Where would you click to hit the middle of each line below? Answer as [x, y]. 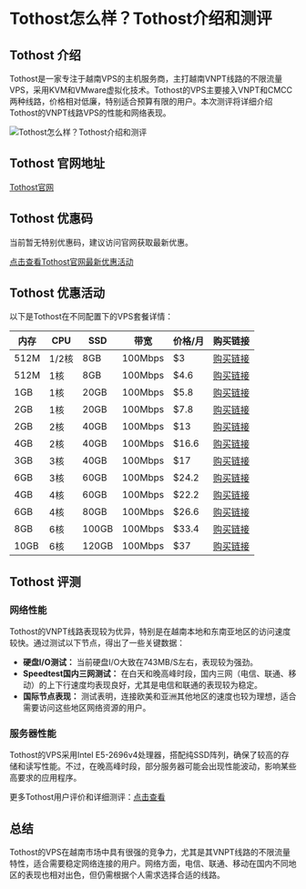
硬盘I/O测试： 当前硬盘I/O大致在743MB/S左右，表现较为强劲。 [140, 662]
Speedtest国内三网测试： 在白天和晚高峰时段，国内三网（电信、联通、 [155, 673]
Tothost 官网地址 [57, 163]
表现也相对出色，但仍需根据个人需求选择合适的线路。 [125, 875]
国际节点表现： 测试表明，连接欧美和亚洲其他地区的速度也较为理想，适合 [159, 696]
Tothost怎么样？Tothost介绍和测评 [141, 19]
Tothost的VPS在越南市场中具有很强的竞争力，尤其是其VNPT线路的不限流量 [150, 853]
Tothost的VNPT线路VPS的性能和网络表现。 [90, 113]
